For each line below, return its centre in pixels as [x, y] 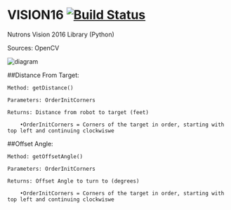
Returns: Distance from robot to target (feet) [78, 112]
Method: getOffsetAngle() [45, 156]
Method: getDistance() [40, 87]
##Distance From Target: [43, 75]
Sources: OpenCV [33, 48]
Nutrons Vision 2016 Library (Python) [61, 34]
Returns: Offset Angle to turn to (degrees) [73, 181]
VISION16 [36, 15]
